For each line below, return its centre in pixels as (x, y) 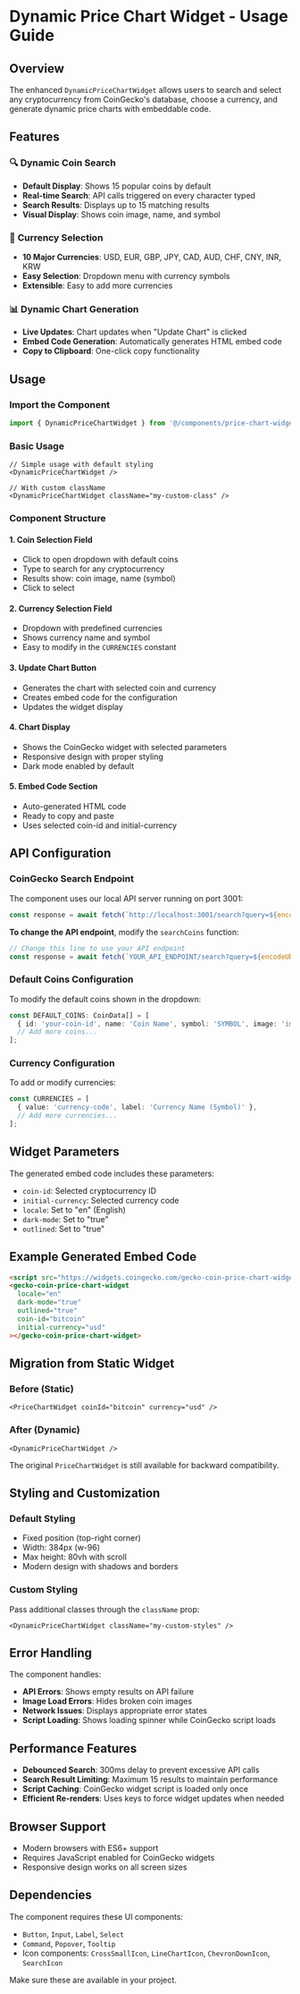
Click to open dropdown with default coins (100, 560)
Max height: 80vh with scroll (75, 1557)
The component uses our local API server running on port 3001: (126, 898)
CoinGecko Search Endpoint (71, 879)
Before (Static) (42, 1389)
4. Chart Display (40, 727)
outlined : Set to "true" (63, 1229)
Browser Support (58, 1826)
